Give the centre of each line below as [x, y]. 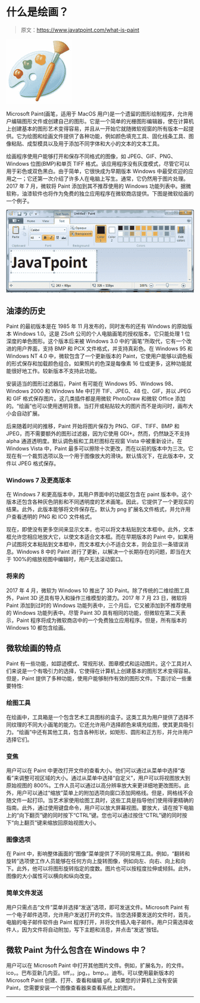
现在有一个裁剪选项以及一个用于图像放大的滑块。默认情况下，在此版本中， [97, 456]
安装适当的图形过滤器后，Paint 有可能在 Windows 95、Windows [85, 384]
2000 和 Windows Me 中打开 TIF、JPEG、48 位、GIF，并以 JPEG [111, 391]
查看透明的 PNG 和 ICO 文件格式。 [53, 517]
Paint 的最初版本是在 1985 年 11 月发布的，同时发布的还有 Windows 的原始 [97, 326]
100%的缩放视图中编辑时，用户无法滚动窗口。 [69, 559]
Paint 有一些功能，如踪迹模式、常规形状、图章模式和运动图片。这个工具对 [96, 664]
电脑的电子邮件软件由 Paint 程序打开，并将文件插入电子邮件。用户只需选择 [97, 922]
